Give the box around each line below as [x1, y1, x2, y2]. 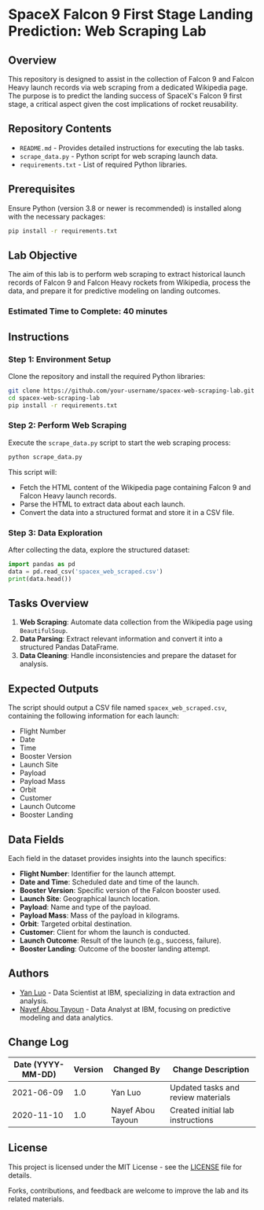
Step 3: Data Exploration [8, 527, 103, 538]
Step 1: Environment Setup [8, 354, 112, 365]
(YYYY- [33, 1059, 65, 1070]
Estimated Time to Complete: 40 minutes [8, 306, 168, 317]
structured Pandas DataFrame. [19, 642, 119, 652]
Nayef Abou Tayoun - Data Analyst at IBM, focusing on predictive [19, 1004, 231, 1013]
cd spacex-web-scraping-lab [8, 394, 101, 402]
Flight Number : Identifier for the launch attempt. [19, 869, 177, 878]
